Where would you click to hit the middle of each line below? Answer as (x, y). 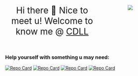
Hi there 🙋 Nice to (52, 10)
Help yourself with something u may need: (57, 57)
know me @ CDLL (52, 31)
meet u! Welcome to (52, 21)
